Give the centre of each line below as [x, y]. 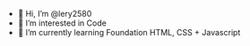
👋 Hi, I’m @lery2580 [55, 14]
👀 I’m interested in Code [62, 23]
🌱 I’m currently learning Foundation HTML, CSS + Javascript [129, 32]
